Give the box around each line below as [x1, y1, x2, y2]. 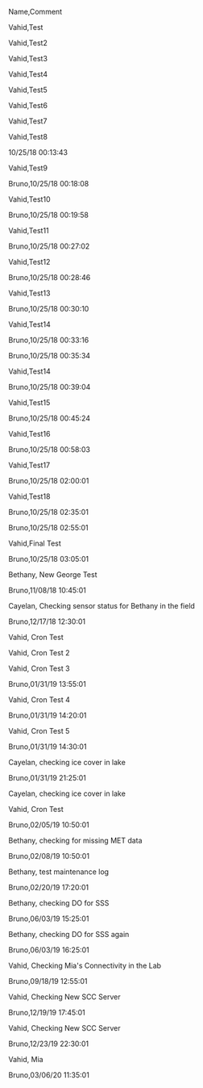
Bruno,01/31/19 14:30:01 [8, 742, 87, 751]
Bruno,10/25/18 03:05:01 [8, 554, 89, 563]
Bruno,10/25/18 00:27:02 [8, 241, 90, 251]
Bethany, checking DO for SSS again [8, 930, 130, 939]
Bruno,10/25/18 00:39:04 [8, 383, 91, 391]
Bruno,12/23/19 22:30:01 [8, 1039, 89, 1048]
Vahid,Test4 [8, 69, 48, 79]
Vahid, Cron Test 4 [8, 695, 70, 705]
